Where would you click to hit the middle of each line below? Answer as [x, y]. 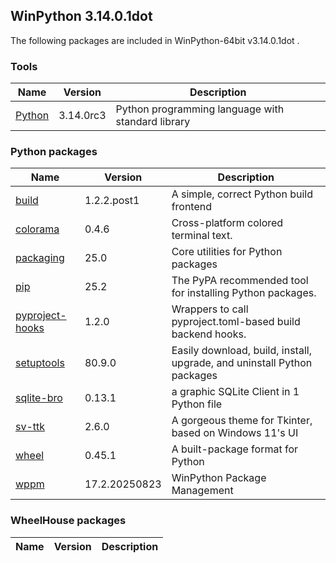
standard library [153, 122]
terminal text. [202, 236]
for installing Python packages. [244, 293]
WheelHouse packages [68, 521]
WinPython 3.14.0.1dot [81, 16]
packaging [40, 258]
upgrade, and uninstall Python [242, 363]
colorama [37, 229]
